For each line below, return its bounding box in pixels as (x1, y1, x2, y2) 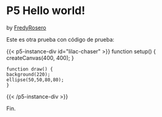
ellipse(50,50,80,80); (6, 77, 64, 83)
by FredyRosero (6, 24, 46, 31)
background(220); (6, 71, 51, 77)
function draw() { (6, 66, 53, 72)
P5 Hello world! (6, 4, 86, 18)
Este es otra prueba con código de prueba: (6, 36, 115, 43)
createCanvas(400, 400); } (6, 54, 75, 61)
